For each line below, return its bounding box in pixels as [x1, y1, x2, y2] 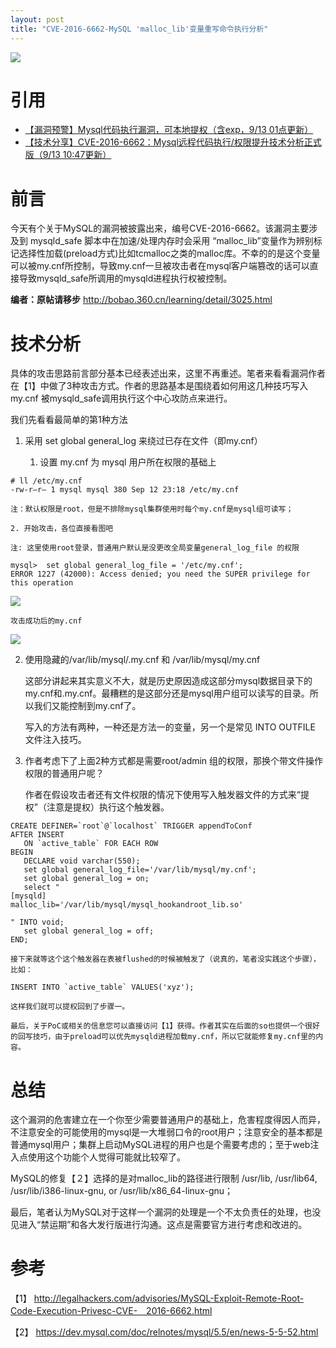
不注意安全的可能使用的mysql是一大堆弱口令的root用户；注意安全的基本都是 [10, 1126, 323, 1138]
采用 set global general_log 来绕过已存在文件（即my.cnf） [24, 435, 263, 447]
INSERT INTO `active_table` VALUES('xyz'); [10, 982, 195, 993]
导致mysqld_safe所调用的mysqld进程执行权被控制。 [18, 272, 233, 285]
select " [23, 882, 60, 893]
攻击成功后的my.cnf [10, 616, 83, 626]
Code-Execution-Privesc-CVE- [10, 1305, 138, 1317]
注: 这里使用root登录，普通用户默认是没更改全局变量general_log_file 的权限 [10, 543, 300, 553]
